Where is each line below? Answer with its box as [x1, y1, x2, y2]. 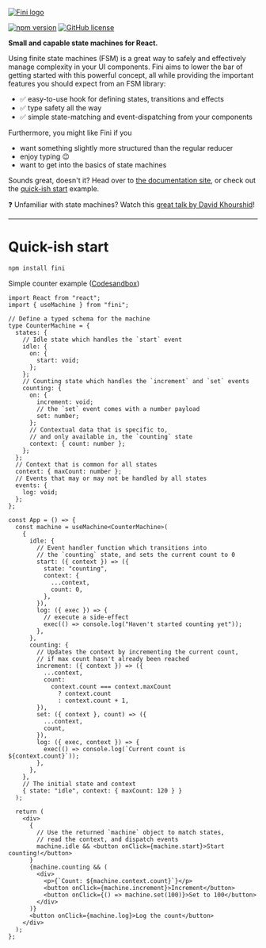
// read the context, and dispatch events [36, 835, 179, 843]
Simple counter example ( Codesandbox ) [8, 278, 140, 288]
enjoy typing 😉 [19, 152, 70, 161]
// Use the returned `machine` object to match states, [36, 828, 225, 836]
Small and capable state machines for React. [8, 38, 158, 48]
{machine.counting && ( [28, 863, 108, 871]
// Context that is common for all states [15, 460, 158, 468]
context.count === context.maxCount [50, 682, 172, 690]
